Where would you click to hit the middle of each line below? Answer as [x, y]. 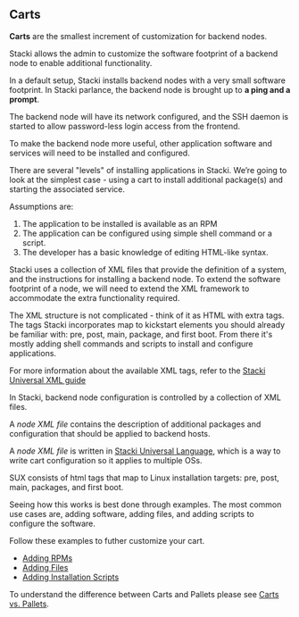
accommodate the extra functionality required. [95, 297]
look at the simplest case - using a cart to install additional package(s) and [146, 179]
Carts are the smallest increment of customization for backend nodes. [138, 36]
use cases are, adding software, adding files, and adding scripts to [132, 513]
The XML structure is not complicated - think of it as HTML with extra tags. [147, 315]
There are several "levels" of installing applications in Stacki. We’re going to [148, 170]
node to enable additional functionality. [81, 63]
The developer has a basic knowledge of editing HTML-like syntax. [145, 252]
